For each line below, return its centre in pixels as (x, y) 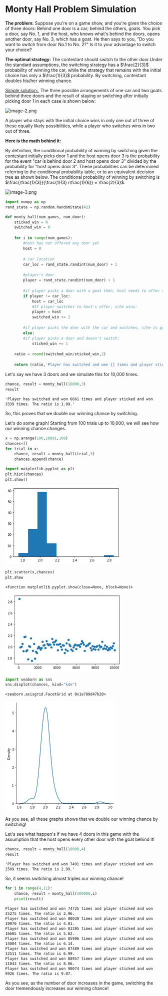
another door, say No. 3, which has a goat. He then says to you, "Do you (79, 39)
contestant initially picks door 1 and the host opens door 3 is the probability (82, 156)
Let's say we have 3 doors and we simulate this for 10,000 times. (72, 375)
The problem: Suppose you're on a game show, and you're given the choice (84, 23)
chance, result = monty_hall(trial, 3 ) (54, 454)
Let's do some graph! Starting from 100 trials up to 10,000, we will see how (82, 423)
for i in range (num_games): (43, 238)
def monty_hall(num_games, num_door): (45, 217)
